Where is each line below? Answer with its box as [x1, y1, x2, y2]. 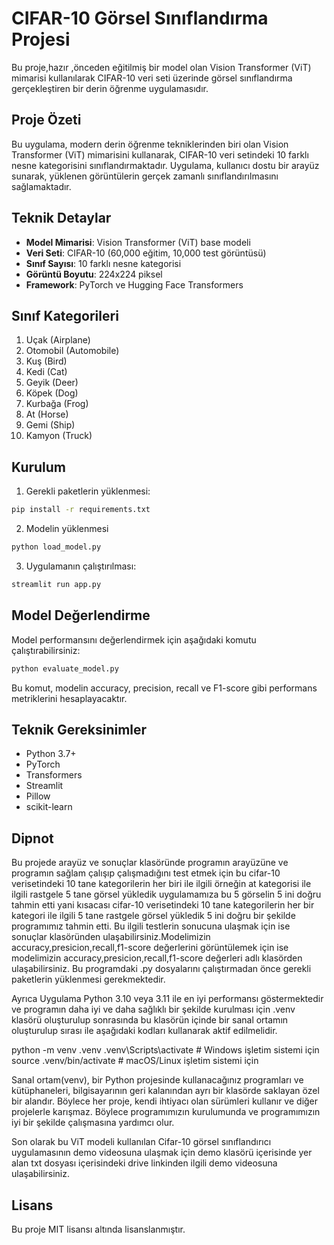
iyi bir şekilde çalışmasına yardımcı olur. [11, 1117, 175, 1129]
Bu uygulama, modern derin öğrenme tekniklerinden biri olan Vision [11, 138, 289, 150]
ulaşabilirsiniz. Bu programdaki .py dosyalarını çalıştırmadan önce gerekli [11, 963, 312, 975]
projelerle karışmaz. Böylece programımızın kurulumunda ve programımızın [11, 1106, 321, 1118]
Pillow [25, 790, 51, 802]
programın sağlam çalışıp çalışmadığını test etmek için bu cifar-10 [11, 867, 281, 879]
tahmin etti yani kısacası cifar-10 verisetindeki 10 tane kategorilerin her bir [11, 899, 315, 911]
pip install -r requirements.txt [11, 505, 151, 515]
